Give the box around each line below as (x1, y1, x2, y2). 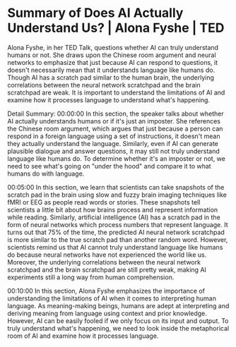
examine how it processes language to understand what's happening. (7, 95, 211, 104)
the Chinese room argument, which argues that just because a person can (7, 124, 223, 133)
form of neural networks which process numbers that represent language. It (7, 220, 228, 229)
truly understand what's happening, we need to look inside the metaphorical (7, 324, 230, 332)
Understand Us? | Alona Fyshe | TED (7, 20, 225, 36)
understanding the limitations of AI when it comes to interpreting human (7, 294, 217, 303)
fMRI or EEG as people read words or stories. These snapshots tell (7, 197, 201, 206)
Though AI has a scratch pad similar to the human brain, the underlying (7, 73, 214, 82)
